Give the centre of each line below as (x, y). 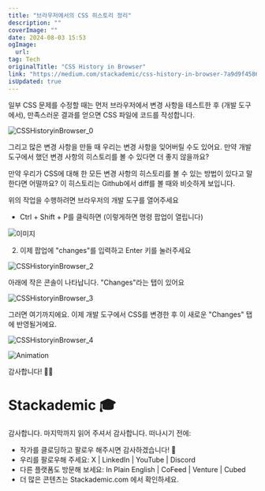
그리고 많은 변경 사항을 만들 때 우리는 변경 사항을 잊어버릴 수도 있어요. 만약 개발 (130, 147)
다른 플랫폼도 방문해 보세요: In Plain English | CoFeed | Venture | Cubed (132, 470)
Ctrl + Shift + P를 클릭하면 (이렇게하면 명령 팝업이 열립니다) (111, 217)
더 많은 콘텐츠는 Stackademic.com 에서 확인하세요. (99, 480)
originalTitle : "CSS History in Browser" (77, 67)
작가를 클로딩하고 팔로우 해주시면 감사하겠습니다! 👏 (98, 450)
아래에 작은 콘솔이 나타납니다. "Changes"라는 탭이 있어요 (97, 282)
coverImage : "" (33, 30)
